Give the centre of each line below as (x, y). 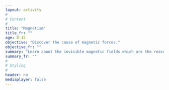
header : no (17, 75)
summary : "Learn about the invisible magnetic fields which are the (78, 51)
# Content (16, 19)
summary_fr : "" (21, 56)
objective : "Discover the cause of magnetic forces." (63, 42)
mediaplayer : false (26, 79)
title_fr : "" (19, 33)
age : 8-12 (16, 38)
